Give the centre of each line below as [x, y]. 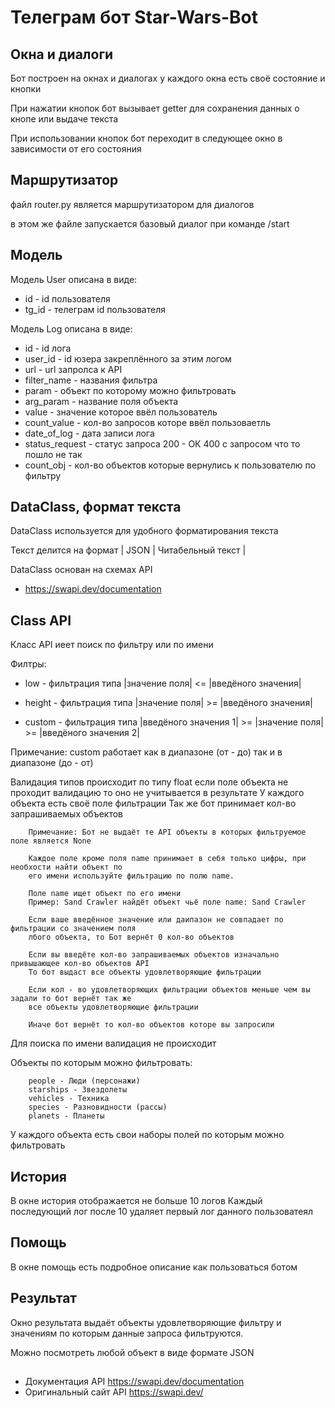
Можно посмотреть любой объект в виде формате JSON [132, 1352]
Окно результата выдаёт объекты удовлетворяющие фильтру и [146, 1322]
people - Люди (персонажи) [84, 1081]
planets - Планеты [66, 1116]
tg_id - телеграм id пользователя [95, 309]
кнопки [26, 89]
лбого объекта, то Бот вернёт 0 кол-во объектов [131, 937]
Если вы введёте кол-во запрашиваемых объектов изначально [154, 955]
